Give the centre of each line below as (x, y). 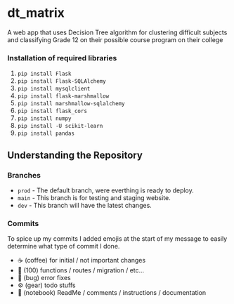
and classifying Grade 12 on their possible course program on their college (115, 39)
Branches (24, 175)
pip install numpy (44, 119)
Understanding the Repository (75, 155)
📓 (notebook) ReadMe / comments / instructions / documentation (111, 293)
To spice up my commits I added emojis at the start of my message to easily (117, 239)
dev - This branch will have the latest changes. (85, 205)
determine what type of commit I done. (64, 246)
